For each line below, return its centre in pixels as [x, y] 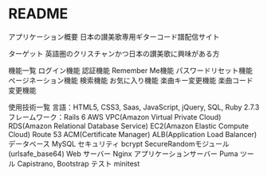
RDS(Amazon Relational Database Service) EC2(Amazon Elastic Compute [129, 126]
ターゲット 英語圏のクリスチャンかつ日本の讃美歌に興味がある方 [114, 53]
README [38, 14]
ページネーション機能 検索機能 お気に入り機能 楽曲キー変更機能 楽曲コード [131, 80]
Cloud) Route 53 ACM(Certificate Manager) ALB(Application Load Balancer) [133, 134]
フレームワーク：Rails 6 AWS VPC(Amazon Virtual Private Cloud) [115, 117]
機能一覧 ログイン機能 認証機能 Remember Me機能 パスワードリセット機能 [131, 70]
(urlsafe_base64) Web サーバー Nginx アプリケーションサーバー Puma [123, 153]
